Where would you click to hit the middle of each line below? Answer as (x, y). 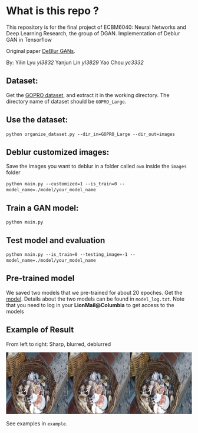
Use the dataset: (37, 120)
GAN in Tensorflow (29, 39)
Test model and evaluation (56, 240)
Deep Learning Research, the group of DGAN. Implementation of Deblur (93, 33)
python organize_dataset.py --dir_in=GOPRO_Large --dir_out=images (91, 134)
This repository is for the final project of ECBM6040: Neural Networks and (96, 27)
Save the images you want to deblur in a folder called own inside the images (96, 166)
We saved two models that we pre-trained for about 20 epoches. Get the (94, 292)
